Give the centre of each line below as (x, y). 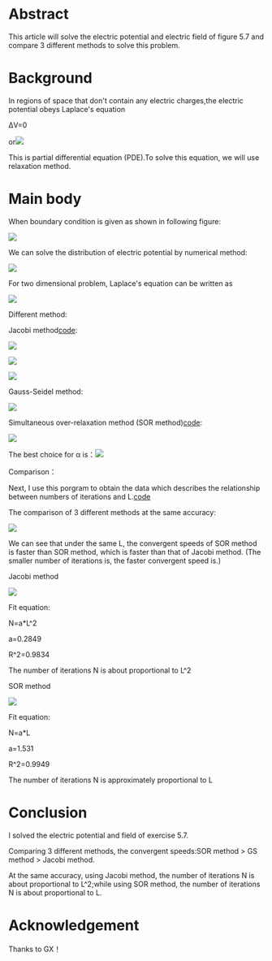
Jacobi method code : (43, 330)
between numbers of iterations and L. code (80, 496)
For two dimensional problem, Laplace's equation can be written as (121, 283)
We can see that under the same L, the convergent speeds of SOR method (133, 543)
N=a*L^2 (23, 623)
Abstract (39, 14)
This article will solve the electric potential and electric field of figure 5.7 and (136, 37)
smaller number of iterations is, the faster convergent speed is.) (115, 561)
